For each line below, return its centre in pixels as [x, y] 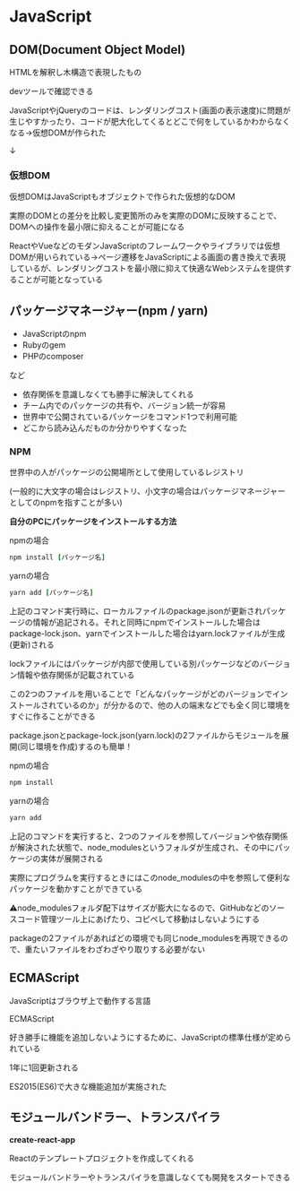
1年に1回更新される [44, 1067]
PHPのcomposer [53, 357]
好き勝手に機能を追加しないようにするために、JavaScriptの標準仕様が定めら [150, 1037]
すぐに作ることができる [52, 716]
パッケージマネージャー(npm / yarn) [109, 311]
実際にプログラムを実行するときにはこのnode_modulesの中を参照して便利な [150, 877]
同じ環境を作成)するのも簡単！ [77, 747]
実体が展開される [72, 859]
